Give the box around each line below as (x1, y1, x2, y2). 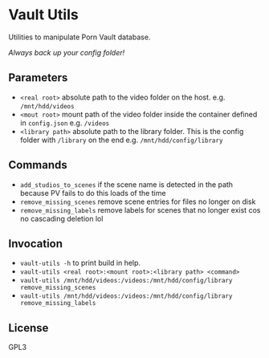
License (8, 321, 49, 335)
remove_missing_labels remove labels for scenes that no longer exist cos (19, 205, 261, 214)
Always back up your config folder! (8, 47, 125, 57)
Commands (8, 158, 68, 172)
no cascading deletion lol (19, 214, 104, 223)
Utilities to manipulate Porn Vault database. (8, 32, 151, 42)
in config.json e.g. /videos (19, 118, 110, 128)
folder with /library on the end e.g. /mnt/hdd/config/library (19, 135, 223, 144)
